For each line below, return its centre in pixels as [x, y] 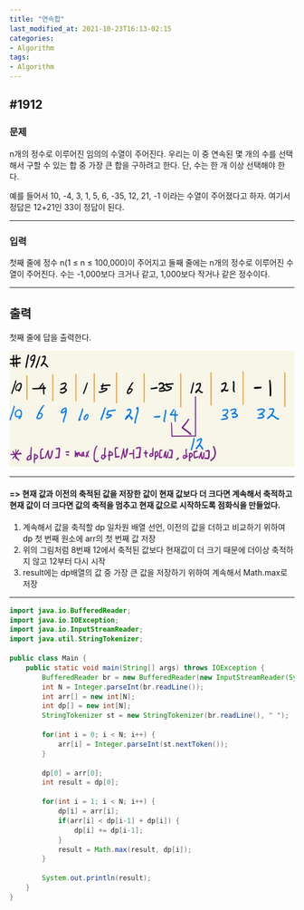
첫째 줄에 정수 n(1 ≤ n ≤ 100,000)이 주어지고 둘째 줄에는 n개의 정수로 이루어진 [147, 262]
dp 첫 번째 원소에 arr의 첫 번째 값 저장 [89, 538]
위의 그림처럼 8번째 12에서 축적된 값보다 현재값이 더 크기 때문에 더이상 [146, 549]
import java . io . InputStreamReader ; [76, 630]
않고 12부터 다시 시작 [69, 561]
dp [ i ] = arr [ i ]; [88, 811]
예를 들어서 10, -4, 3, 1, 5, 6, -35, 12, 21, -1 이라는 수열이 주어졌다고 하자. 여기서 [150, 196]
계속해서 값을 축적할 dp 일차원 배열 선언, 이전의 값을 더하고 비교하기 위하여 [154, 527]
